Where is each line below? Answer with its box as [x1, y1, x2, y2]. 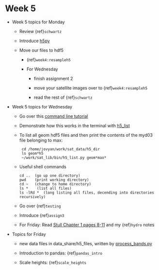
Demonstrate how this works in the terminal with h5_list [19, 123, 130, 128]
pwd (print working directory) [19, 177, 89, 182]
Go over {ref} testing [19, 203, 61, 209]
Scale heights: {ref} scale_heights [19, 259, 86, 265]
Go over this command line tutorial [19, 113, 88, 119]
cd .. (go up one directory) [19, 173, 81, 178]
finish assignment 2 [33, 75, 73, 81]
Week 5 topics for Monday [12, 19, 65, 25]
